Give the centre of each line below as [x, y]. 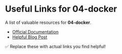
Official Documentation [35, 32]
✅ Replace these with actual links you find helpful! [55, 46]
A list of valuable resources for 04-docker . [48, 22]
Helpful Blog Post [30, 37]
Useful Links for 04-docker [61, 9]
